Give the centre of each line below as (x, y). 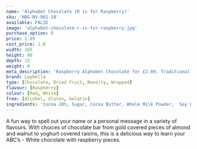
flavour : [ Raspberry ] (33, 88)
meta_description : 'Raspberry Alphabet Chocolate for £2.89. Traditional (98, 72)
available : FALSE (27, 22)
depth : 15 (18, 60)
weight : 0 (18, 66)
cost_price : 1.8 (26, 45)
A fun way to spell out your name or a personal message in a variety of (91, 121)
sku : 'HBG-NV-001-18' (33, 17)
